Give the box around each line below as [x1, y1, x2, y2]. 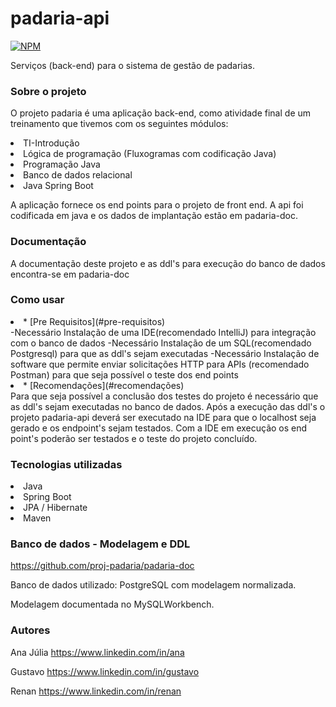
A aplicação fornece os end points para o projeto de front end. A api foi [10, 199, 304, 211]
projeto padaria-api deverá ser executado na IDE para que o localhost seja [10, 411, 317, 423]
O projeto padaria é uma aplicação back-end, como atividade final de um [10, 107, 312, 119]
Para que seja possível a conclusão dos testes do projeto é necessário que [10, 390, 319, 402]
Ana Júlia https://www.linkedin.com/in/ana [10, 646, 185, 658]
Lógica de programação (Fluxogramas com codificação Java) [23, 148, 277, 160]
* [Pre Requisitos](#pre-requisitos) [23, 315, 166, 327]
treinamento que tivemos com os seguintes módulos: [10, 118, 229, 130]
